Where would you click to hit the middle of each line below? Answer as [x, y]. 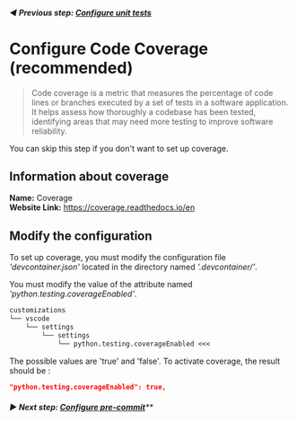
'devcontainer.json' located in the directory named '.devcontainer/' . [133, 267]
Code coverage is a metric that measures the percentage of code [152, 92]
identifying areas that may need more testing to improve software [152, 121]
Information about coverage [89, 176]
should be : [30, 370]
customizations [38, 311]
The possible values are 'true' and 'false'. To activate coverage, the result [145, 361]
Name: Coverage [41, 198]
